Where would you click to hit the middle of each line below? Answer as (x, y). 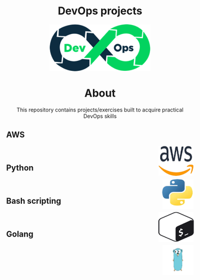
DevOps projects (100, 11)
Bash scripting (34, 201)
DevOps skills (100, 116)
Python (20, 168)
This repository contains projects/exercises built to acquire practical (100, 110)
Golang (20, 234)
